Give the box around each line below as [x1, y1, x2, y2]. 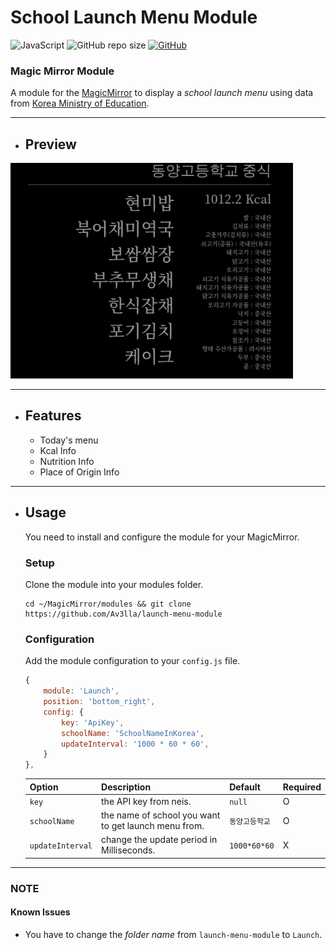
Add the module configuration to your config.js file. [24, 655, 241, 667]
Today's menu [39, 434, 99, 446]
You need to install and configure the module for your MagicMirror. [24, 531, 300, 543]
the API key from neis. [101, 795, 192, 807]
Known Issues [10, 906, 71, 918]
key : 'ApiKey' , [61, 717, 125, 728]
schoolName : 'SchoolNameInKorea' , [61, 728, 205, 738]
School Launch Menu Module [10, 6, 258, 29]
